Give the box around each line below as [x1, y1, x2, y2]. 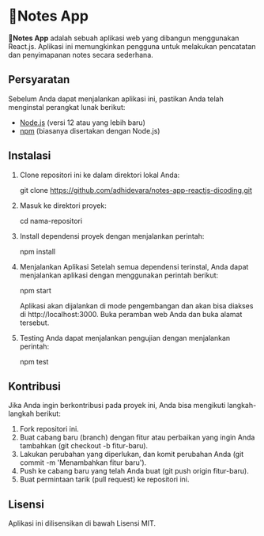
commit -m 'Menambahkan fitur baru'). [19, 458, 147, 467]
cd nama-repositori [19, 216, 83, 225]
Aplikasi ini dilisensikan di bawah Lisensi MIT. [8, 519, 157, 528]
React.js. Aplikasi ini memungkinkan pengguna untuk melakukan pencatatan [8, 41, 256, 51]
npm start [19, 285, 51, 295]
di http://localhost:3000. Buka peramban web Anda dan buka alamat [19, 309, 243, 319]
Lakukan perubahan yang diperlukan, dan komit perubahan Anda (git [19, 450, 244, 459]
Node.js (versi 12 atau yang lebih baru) [19, 118, 146, 127]
